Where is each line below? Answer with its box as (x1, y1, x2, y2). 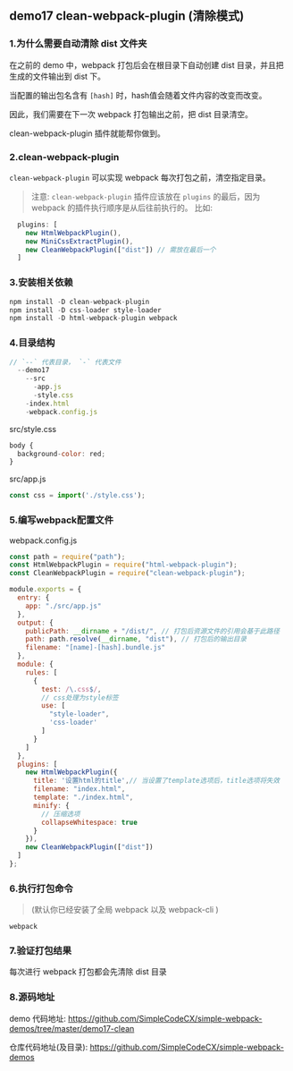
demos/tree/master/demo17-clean (9, 1023, 135, 1033)
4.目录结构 (9, 336, 55, 349)
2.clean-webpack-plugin (9, 150, 120, 163)
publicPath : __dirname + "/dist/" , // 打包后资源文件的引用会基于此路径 (25, 626, 280, 635)
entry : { (17, 593, 50, 602)
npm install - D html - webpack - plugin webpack (9, 314, 178, 323)
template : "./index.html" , (32, 793, 134, 802)
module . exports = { (9, 585, 82, 594)
